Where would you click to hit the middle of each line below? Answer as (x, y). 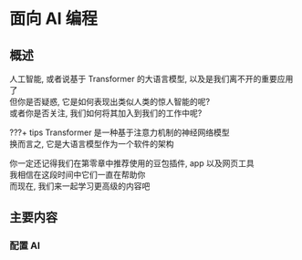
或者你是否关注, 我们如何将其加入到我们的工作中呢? (106, 113)
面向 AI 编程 (54, 19)
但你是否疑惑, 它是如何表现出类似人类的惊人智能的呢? (110, 102)
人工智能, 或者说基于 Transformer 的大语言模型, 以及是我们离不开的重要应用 (151, 79)
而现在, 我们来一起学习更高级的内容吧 (80, 186)
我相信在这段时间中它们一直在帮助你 (78, 175)
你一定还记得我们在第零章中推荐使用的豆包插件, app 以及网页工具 (132, 163)
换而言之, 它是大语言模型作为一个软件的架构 (92, 144)
